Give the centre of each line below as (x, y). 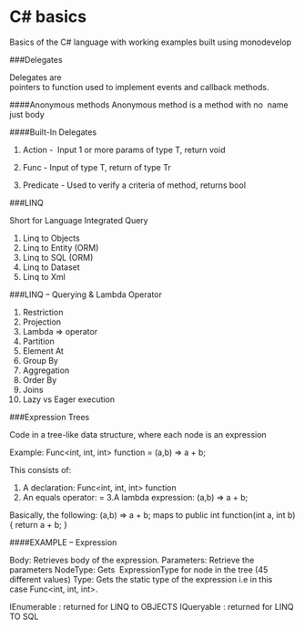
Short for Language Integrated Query (79, 220)
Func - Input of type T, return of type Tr (96, 167)
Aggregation (46, 370)
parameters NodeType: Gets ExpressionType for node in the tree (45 (139, 569)
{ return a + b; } (39, 524)
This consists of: (41, 470)
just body (27, 114)
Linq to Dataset (51, 267)
